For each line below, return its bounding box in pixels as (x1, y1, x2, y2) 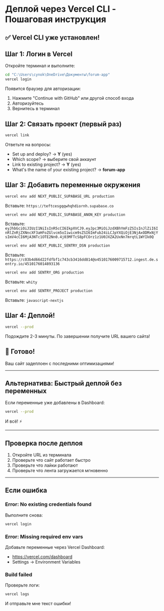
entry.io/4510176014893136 (5, 262, 60, 267)
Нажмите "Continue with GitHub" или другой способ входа (12, 95, 134, 101)
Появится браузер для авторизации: (5, 86, 81, 91)
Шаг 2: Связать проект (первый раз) (5, 120, 122, 128)
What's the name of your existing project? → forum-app (12, 166, 125, 172)
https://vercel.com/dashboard (12, 554, 73, 560)
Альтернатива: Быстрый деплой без (5, 379, 122, 387)
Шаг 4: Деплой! (5, 312, 55, 320)
